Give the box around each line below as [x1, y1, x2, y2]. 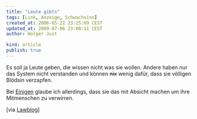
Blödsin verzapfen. [6, 76, 53, 84]
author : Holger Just [6, 31, 58, 37]
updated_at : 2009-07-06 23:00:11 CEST [6, 25, 103, 32]
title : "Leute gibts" [6, 8, 60, 15]
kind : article [6, 42, 42, 48]
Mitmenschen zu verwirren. [6, 94, 74, 102]
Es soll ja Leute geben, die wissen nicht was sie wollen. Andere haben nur [6, 63, 188, 71]
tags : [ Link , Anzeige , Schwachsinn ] [6, 14, 97, 20]
